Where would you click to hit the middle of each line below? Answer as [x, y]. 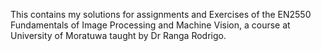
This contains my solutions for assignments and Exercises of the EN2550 [161, 14]
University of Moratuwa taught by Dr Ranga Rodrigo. [118, 35]
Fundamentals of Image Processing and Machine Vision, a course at [150, 25]
